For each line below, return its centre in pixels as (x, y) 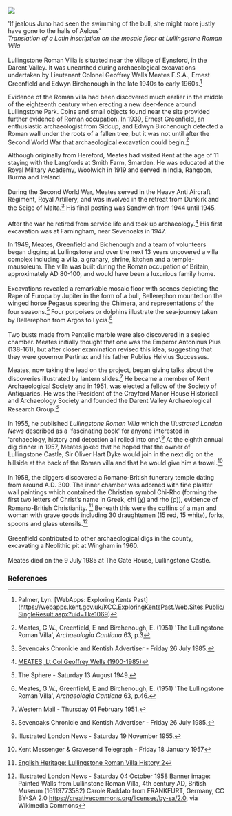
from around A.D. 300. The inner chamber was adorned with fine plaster (110, 485)
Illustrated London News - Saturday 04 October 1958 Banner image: (114, 776)
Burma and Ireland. (35, 177)
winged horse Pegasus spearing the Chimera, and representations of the (111, 303)
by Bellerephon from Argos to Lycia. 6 (60, 319)
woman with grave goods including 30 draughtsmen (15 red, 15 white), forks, (117, 515)
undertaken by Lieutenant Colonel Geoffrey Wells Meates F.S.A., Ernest (109, 75)
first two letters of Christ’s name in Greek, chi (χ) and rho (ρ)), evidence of (113, 499)
